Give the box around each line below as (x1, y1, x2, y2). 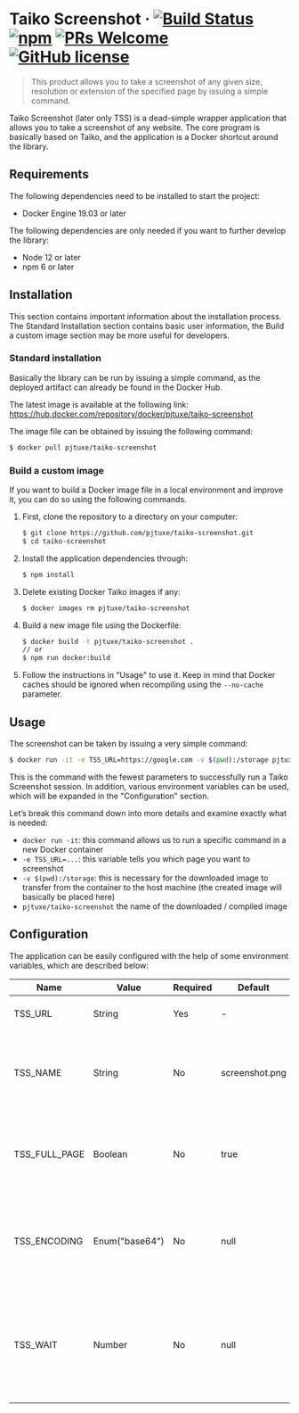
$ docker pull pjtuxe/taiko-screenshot (9, 442, 158, 452)
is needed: (9, 817, 48, 828)
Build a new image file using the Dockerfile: (21, 620, 182, 631)
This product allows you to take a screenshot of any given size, (30, 76, 263, 87)
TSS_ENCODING (13, 1235, 84, 1247)
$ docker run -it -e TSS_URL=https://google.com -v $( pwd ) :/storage (9, 755, 269, 764)
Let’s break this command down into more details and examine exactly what (9, 807, 287, 818)
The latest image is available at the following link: (9, 399, 189, 409)
